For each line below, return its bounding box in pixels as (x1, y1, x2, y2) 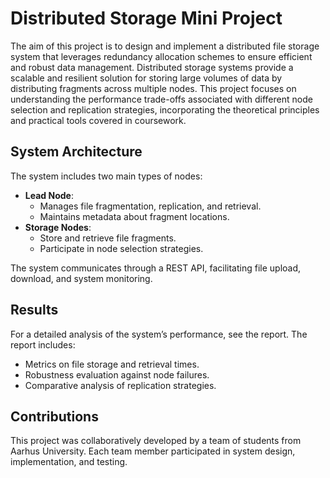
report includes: (10, 338, 76, 351)
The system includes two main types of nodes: (10, 170, 203, 182)
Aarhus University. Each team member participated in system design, (10, 445, 296, 457)
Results (10, 302, 59, 319)
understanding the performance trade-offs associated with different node (10, 93, 313, 105)
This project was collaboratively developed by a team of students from (10, 435, 302, 447)
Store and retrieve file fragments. (39, 232, 177, 244)
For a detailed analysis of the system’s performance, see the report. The (10, 328, 308, 340)
